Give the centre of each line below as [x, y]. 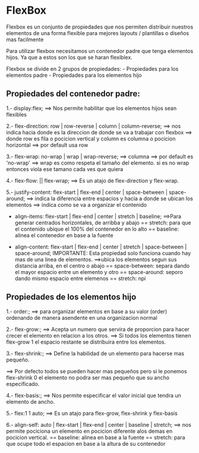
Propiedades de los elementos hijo [71, 297]
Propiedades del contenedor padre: [73, 94]
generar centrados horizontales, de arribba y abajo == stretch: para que [103, 222]
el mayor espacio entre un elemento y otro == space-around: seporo [99, 272]
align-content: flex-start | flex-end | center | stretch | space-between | [101, 247]
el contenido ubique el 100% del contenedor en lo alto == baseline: [97, 229]
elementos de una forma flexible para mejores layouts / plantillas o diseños [98, 33]
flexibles [16, 114]
